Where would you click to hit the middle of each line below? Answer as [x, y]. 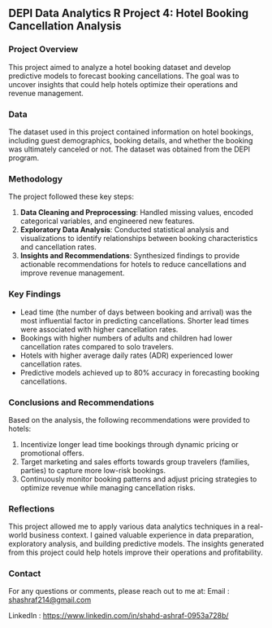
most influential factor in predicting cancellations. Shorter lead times [134, 320]
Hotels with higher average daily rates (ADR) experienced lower [127, 355]
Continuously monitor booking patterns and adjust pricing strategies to [138, 479]
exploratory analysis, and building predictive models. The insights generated [136, 544]
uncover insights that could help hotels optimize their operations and [123, 84]
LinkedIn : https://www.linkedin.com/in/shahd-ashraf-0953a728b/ [119, 616]
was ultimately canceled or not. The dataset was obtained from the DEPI [129, 149]
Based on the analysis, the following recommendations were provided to [129, 419]
